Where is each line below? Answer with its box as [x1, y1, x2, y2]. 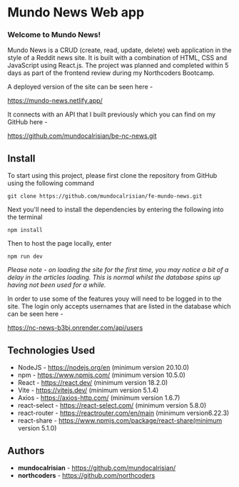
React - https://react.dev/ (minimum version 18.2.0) [17, 378, 168, 387]
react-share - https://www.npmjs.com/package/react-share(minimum [17, 416, 223, 425]
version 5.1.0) [17, 424, 57, 433]
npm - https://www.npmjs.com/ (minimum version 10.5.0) [17, 371, 185, 379]
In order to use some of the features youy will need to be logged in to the [7, 294, 223, 303]
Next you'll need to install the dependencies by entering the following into [7, 205, 224, 214]
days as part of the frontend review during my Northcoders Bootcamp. [7, 69, 215, 77]
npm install [7, 226, 43, 234]
